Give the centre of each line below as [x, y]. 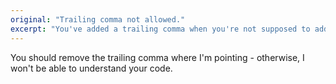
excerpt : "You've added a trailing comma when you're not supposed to [160, 29]
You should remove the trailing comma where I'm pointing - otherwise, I [157, 57]
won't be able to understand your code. [91, 68]
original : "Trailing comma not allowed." [98, 19]
